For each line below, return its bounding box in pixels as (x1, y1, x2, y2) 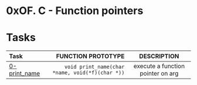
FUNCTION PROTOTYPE (56, 52, 125, 60)
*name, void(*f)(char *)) (52, 69, 125, 76)
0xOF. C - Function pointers (6, 4, 144, 18)
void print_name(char (64, 63, 125, 70)
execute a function (133, 62, 185, 70)
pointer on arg (140, 69, 179, 77)
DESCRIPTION (139, 52, 179, 60)
